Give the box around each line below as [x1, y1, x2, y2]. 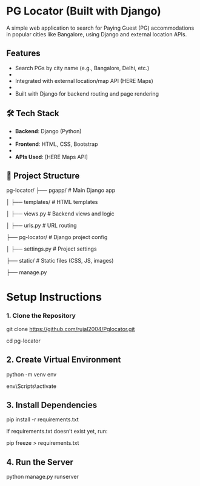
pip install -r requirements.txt [6, 416, 79, 423]
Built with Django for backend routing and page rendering [15, 90, 159, 97]
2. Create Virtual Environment [6, 355, 121, 365]
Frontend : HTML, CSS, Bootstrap [15, 140, 98, 148]
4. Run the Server [6, 457, 74, 467]
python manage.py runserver [6, 473, 79, 481]
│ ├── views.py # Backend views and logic [6, 210, 115, 217]
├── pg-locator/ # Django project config [6, 234, 108, 241]
